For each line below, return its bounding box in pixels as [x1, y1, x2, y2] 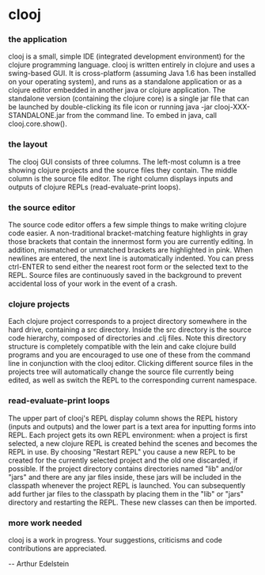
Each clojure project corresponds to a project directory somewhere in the [8, 317, 248, 326]
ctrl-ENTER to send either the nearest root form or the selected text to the [8, 262, 249, 272]
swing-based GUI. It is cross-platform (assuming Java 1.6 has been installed [8, 69, 256, 78]
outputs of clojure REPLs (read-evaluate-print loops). [8, 182, 181, 192]
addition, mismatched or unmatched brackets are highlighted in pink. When [8, 246, 253, 255]
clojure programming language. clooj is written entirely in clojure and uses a [8, 60, 256, 70]
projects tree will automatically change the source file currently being [8, 367, 234, 377]
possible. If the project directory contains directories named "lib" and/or [8, 463, 243, 473]
